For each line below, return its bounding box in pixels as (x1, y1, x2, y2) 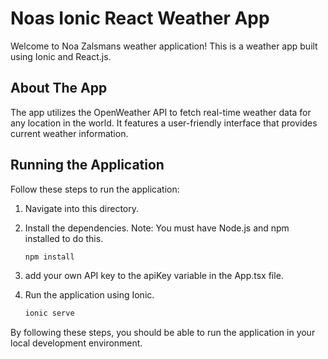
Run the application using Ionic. (24, 289, 155, 301)
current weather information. (10, 127, 129, 139)
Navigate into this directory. (24, 202, 140, 214)
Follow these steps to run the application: (10, 183, 180, 195)
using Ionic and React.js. (10, 50, 112, 62)
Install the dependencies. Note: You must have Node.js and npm (24, 222, 290, 234)
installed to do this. (24, 232, 104, 244)
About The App (10, 80, 108, 97)
